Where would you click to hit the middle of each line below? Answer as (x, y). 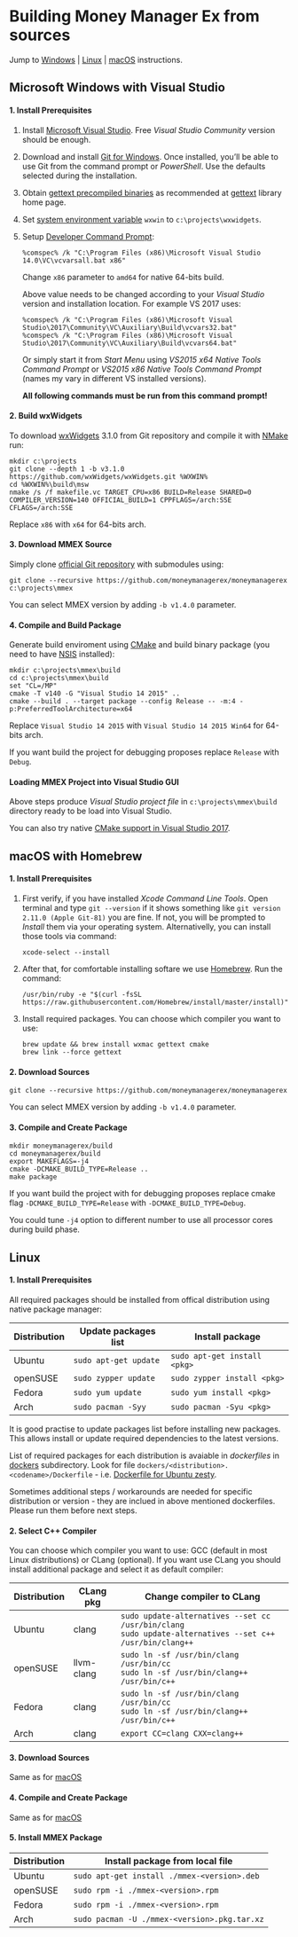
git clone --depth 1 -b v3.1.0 (67, 469)
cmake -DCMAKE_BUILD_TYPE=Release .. (79, 1169)
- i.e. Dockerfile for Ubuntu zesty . (156, 1474)
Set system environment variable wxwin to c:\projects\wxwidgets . (141, 219)
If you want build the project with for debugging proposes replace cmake (142, 1194)
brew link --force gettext (72, 1052)
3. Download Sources (50, 1757)
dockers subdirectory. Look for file (72, 1464)
